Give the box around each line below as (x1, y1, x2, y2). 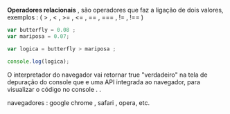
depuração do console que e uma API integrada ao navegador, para (7, 77, 201, 86)
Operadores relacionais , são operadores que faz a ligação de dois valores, (7, 6, 224, 14)
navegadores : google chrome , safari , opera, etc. (7, 98, 150, 106)
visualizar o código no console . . (7, 85, 102, 93)
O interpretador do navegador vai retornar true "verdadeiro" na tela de (7, 70, 208, 79)
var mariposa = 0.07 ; (7, 32, 70, 40)
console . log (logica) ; (7, 58, 70, 65)
